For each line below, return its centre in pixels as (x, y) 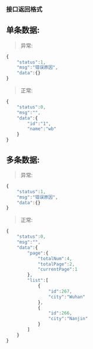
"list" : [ (38, 281)
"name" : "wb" (42, 129)
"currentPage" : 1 (57, 270)
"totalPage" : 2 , (56, 264)
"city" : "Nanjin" (68, 319)
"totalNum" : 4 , (55, 258)
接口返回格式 (24, 9)
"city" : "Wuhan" (67, 297)
